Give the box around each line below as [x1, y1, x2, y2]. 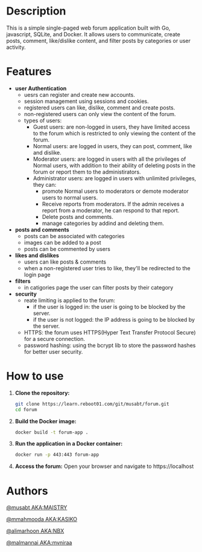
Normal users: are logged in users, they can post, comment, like [33, 142, 192, 149]
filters [14, 277, 31, 285]
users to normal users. [42, 193, 98, 201]
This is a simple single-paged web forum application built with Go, [6, 24, 171, 31]
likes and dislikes [14, 252, 59, 259]
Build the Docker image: [14, 417, 77, 424]
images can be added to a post [24, 239, 101, 246]
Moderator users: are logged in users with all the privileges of [33, 155, 186, 163]
